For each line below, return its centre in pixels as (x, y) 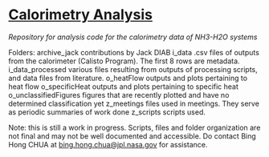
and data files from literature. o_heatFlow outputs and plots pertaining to (128, 78)
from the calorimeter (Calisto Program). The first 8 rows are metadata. (124, 61)
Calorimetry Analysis (80, 15)
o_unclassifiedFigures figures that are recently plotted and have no (119, 95)
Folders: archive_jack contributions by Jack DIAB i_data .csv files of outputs (134, 52)
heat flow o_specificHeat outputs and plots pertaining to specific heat (124, 87)
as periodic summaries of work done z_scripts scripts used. (107, 112)
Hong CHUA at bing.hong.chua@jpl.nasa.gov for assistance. (108, 144)
